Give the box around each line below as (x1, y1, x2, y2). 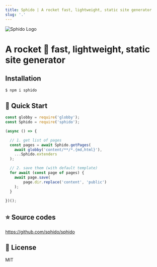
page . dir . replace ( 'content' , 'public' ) (23, 179, 107, 184)
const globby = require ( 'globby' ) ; (5, 115, 80, 120)
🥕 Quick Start (5, 101, 48, 110)
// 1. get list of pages (10, 138, 62, 143)
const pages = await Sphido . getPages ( (10, 142, 92, 148)
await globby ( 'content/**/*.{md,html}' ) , (14, 147, 102, 152)
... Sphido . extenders (14, 152, 57, 157)
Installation (5, 74, 41, 83)
